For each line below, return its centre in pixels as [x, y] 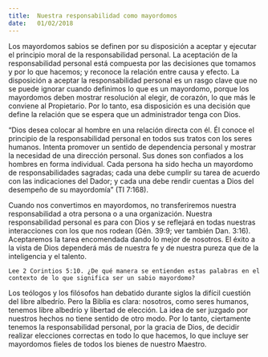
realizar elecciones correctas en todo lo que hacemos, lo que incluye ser [128, 335]
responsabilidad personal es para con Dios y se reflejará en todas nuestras [132, 222]
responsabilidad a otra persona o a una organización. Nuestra [110, 213]
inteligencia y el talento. [47, 256]
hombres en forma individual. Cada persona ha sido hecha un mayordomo [131, 164]
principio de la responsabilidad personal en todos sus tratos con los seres [130, 138]
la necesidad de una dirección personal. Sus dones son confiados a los [126, 155]
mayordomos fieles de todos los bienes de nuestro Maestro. [108, 344]
